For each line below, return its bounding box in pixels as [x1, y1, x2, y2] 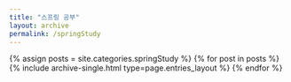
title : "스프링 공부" [9, 12, 80, 22]
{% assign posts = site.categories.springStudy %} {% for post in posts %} [9, 54, 280, 64]
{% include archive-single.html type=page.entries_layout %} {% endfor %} [9, 63, 283, 73]
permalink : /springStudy [9, 29, 101, 38]
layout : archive [9, 21, 69, 30]
